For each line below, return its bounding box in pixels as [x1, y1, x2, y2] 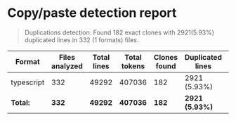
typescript [11, 77, 45, 87]
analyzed [51, 61, 83, 71]
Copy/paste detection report [7, 5, 177, 21]
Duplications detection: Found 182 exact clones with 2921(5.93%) [24, 28, 215, 37]
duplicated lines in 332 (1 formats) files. [24, 35, 139, 44]
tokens [122, 61, 145, 71]
